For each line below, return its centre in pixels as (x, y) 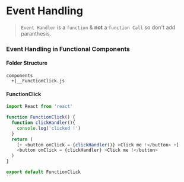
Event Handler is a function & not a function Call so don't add (98, 27)
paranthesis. (36, 33)
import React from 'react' (39, 107)
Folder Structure (27, 63)
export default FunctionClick (44, 172)
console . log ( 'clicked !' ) (49, 128)
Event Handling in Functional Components (68, 49)
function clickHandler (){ (44, 123)
